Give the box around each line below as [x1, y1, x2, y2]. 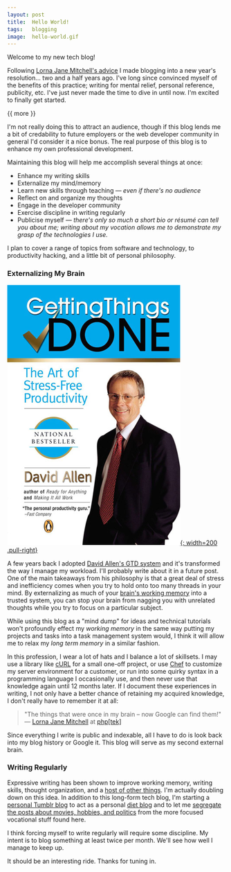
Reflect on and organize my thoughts [17, 194, 123, 202]
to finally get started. [7, 96, 67, 104]
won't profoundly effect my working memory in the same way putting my [7, 624, 214, 632]
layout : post [7, 11, 45, 18]
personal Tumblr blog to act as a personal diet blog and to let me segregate [7, 801, 222, 809]
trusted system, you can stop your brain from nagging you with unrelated [7, 596, 216, 604]
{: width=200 [180, 538, 218, 547]
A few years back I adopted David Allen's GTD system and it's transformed [7, 559, 221, 568]
